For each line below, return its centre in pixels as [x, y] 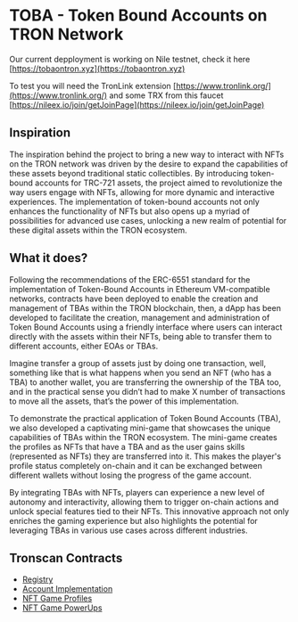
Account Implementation [67, 589]
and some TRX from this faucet [166, 95]
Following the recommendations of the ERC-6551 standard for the [130, 279]
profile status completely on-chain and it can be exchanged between [136, 465]
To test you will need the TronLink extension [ [93, 86]
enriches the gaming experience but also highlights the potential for [134, 520]
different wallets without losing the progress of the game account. [130, 475]
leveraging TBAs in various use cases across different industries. [128, 530]
